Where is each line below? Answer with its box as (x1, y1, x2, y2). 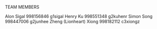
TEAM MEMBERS (5, 4, 40, 10)
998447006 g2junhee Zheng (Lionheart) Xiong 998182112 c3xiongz (5, 19, 140, 24)
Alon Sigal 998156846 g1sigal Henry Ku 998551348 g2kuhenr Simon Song (5, 14, 153, 19)
